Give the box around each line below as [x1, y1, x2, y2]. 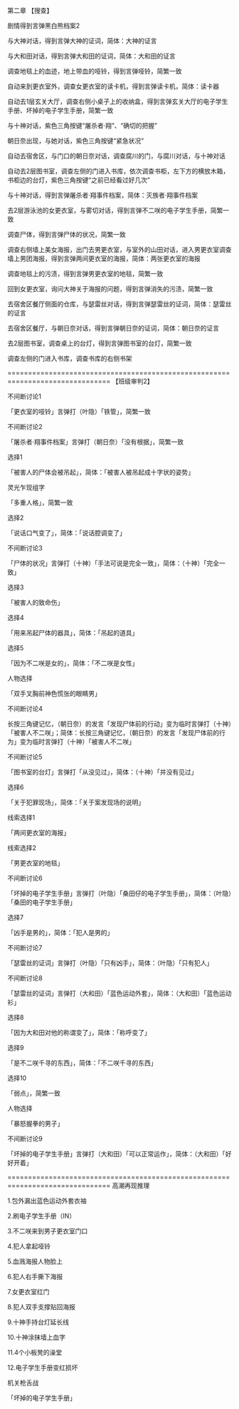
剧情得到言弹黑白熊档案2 [7, 21, 80, 30]
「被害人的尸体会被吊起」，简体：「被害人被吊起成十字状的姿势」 [7, 468, 194, 476]
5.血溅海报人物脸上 [7, 1257, 63, 1266]
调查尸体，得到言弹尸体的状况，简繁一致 [7, 231, 126, 238]
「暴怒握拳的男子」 [7, 1119, 64, 1128]
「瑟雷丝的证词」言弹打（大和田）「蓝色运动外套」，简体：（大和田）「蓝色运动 [7, 989, 232, 997]
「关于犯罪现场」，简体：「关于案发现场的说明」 [7, 798, 144, 807]
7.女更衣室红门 [7, 1288, 50, 1296]
